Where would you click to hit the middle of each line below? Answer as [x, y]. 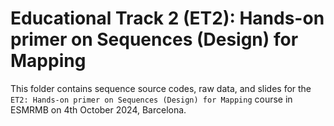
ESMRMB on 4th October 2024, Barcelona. [98, 109]
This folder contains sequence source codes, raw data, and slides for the [161, 88]
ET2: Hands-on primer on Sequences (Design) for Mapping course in [151, 99]
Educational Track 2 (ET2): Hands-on [167, 18]
